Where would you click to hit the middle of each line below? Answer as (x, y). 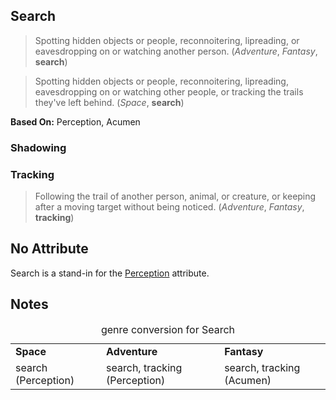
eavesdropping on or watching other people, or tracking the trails (169, 91)
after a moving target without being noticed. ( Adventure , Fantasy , (169, 207)
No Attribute (49, 249)
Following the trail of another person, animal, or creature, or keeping (175, 196)
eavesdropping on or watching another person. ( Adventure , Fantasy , (176, 51)
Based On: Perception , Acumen (75, 121)
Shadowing (38, 147)
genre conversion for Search (168, 329)
